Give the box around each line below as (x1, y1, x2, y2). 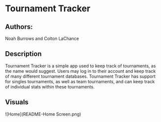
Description (5, 50, 42, 58)
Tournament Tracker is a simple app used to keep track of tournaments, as (5, 62, 156, 69)
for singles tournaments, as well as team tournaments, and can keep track (5, 78, 155, 84)
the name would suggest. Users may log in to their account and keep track (5, 68, 156, 74)
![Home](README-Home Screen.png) (5, 111, 81, 117)
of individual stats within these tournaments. (5, 84, 95, 90)
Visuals (5, 98, 28, 106)
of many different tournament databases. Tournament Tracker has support (5, 73, 156, 79)
